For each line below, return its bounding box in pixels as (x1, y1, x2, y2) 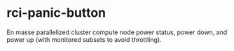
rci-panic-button (6, 5, 106, 21)
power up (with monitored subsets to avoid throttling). (6, 35, 162, 43)
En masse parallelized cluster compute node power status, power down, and (6, 28, 228, 36)
